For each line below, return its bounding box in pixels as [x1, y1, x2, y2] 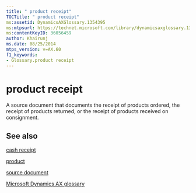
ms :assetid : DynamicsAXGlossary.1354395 [6, 19, 106, 25]
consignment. [6, 114, 39, 121]
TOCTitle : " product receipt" [6, 14, 80, 20]
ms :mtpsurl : [6, 24, 35, 31]
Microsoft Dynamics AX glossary [6, 180, 85, 187]
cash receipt [6, 146, 36, 153]
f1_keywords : [6, 52, 38, 58]
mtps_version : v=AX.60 [6, 47, 61, 52]
